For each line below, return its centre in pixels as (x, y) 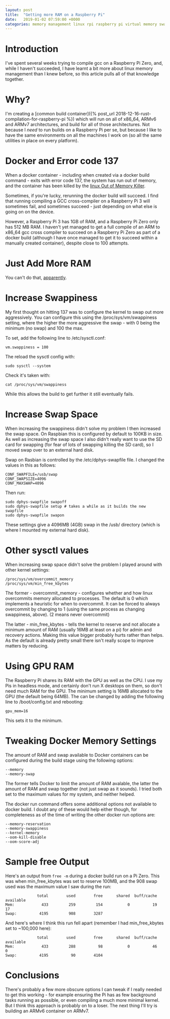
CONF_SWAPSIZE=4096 (26, 479)
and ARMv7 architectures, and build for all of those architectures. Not (78, 125)
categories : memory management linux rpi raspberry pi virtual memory (81, 24)
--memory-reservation (28, 824)
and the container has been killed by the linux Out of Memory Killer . (75, 186)
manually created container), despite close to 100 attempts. (67, 243)
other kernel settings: (27, 569)
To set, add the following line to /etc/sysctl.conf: (56, 338)
